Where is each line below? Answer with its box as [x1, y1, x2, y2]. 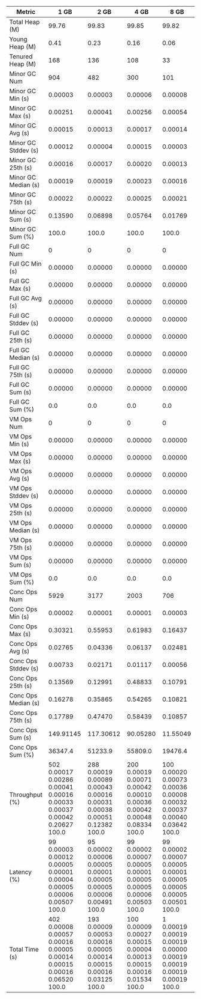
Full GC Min [9, 260, 42, 268]
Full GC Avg [9, 294, 42, 302]
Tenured [9, 52, 33, 61]
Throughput [9, 791, 43, 798]
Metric [16, 8, 36, 16]
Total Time [9, 946, 39, 953]
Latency [9, 868, 32, 876]
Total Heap [9, 18, 40, 26]
